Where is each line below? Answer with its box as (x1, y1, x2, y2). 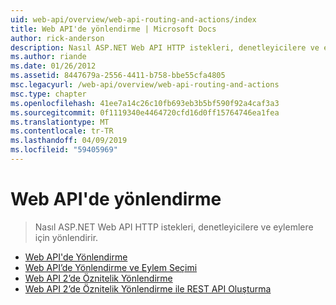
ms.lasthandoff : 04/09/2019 (10, 136, 128, 146)
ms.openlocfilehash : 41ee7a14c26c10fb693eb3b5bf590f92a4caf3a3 (10, 98, 280, 108)
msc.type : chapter (10, 89, 87, 99)
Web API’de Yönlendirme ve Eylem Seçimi (24, 261, 198, 273)
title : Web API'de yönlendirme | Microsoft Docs (10, 24, 217, 34)
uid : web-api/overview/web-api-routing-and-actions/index (10, 14, 257, 25)
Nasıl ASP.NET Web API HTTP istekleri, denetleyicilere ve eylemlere (34, 221, 314, 233)
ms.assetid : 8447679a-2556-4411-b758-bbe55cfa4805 (10, 71, 226, 81)
